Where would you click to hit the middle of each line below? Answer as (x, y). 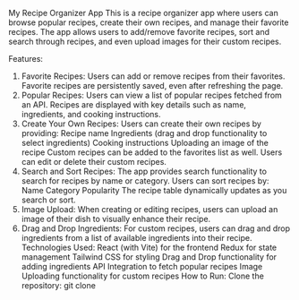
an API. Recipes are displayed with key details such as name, (134, 105)
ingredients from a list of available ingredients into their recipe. (137, 238)
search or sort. (49, 200)
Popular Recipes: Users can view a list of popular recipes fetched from (152, 95)
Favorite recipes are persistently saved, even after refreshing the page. (152, 86)
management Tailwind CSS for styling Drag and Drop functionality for (149, 257)
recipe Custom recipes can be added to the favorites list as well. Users (152, 152)
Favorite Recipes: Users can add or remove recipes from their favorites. (153, 76)
